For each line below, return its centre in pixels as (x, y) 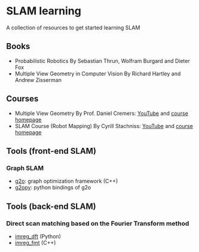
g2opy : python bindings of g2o (53, 187)
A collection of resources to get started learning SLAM (73, 28)
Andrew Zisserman (38, 80)
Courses (22, 99)
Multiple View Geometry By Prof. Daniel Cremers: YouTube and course (101, 113)
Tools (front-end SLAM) (51, 151)
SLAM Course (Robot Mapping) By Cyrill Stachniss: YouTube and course (104, 126)
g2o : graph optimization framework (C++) (66, 181)
